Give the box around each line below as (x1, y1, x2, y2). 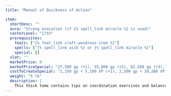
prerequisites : (10, 36, 42, 41)
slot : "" (10, 55, 28, 60)
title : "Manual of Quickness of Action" (5, 7, 93, 13)
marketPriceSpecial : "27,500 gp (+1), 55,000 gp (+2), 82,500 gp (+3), (10, 64, 165, 69)
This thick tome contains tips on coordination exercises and (14, 83, 149, 88)
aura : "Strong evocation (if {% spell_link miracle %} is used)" (10, 26, 152, 31)
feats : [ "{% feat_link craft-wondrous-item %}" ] (14, 40, 120, 46)
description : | (10, 79, 42, 84)
